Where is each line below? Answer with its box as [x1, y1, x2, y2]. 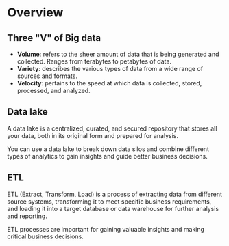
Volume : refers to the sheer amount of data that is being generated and [16, 50, 219, 58]
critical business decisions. [7, 232, 84, 241]
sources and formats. [16, 72, 77, 80]
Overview [7, 5, 64, 20]
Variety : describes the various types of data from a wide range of [16, 65, 204, 72]
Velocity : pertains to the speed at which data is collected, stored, [16, 79, 202, 87]
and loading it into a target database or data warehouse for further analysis [7, 204, 219, 213]
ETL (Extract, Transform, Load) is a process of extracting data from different [7, 190, 223, 198]
